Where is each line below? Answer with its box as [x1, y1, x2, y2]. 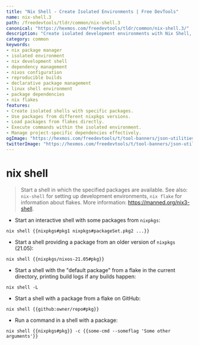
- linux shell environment [6, 86, 73, 92]
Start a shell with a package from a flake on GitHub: [14, 295, 141, 302]
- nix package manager [6, 47, 62, 53]
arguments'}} [6, 333, 38, 339]
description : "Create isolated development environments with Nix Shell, [6, 31, 192, 37]
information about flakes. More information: [20, 199, 127, 206]
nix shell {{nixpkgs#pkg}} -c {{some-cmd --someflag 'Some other [6, 328, 171, 334]
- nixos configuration [6, 69, 62, 75]
